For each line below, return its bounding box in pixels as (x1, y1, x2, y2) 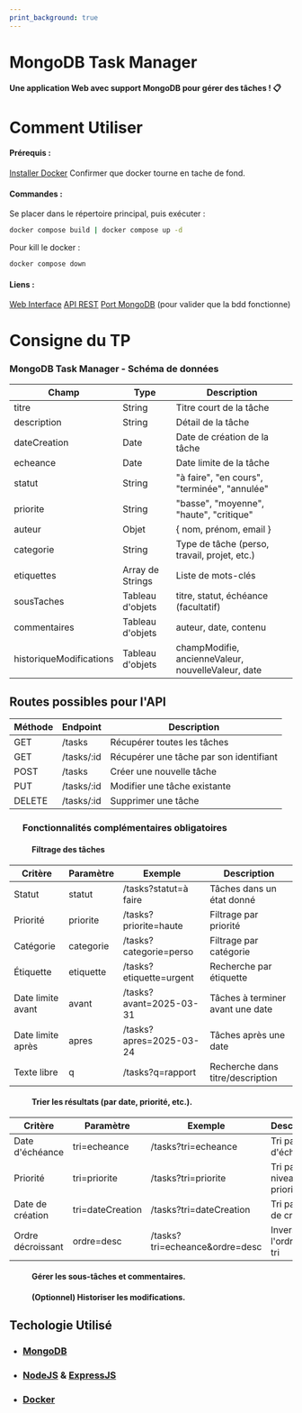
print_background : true (9, 13, 99, 23)
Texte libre (13, 1065, 58, 1078)
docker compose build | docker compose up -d (9, 226, 182, 235)
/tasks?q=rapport (122, 1065, 197, 1078)
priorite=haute (122, 919, 183, 932)
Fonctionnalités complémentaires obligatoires (22, 822, 227, 834)
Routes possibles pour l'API (9, 694, 166, 709)
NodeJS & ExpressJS (22, 1369, 117, 1381)
